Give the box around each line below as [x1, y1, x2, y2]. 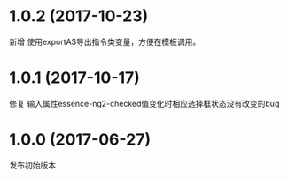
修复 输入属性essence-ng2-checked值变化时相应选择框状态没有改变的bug [9, 98, 280, 108]
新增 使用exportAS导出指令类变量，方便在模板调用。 [9, 36, 201, 47]
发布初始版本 [9, 160, 56, 170]
